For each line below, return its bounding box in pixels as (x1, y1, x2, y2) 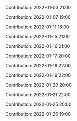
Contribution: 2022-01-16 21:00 (5, 43, 70, 49)
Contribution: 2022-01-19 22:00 (5, 72, 71, 78)
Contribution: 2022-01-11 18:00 (5, 24, 69, 30)
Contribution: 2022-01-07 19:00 (5, 14, 71, 20)
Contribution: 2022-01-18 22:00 (5, 63, 71, 68)
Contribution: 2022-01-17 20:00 (5, 53, 71, 59)
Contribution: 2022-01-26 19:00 (5, 111, 71, 117)
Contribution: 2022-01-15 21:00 (5, 34, 70, 39)
